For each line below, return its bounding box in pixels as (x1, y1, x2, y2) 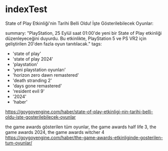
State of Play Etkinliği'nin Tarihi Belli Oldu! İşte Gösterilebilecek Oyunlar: (5, 20, 153, 26)
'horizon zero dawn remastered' (12, 72, 79, 78)
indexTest (5, 4, 48, 15)
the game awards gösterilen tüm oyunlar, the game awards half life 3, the (5, 124, 157, 130)
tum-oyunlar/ (5, 140, 33, 146)
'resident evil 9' (12, 88, 45, 94)
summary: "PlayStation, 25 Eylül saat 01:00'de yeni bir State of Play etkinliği (5, 30, 162, 36)
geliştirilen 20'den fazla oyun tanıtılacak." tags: (5, 40, 102, 46)
